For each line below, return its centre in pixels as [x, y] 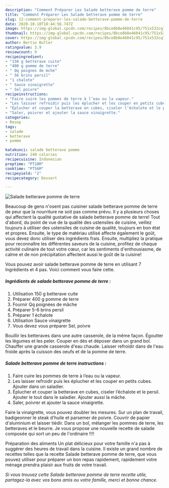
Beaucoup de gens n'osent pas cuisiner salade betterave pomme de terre [81, 206]
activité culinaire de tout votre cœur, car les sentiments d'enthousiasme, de [83, 249]
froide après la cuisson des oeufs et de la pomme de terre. [66, 352]
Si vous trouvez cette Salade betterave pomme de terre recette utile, [76, 475]
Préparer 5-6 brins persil [38, 310]
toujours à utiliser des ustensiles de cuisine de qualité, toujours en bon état [83, 228]
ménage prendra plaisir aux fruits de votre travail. [56, 465]
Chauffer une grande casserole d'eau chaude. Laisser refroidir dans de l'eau [84, 346]
